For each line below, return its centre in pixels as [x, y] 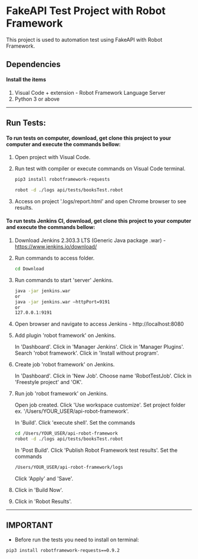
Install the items [26, 79]
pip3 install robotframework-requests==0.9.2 [63, 550]
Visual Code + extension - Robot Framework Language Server [90, 92]
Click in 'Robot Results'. [43, 501]
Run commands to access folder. [55, 258]
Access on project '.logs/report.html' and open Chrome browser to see [100, 201]
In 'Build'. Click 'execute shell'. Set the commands [75, 423]
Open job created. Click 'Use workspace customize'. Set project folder [100, 405]
